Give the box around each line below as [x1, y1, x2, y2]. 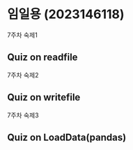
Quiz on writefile [7, 91, 81, 103]
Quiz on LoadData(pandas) [7, 131, 127, 143]
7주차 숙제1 [7, 31, 38, 39]
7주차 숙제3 [7, 111, 40, 119]
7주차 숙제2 [7, 70, 39, 79]
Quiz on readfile [7, 52, 78, 63]
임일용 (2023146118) [7, 6, 125, 22]
